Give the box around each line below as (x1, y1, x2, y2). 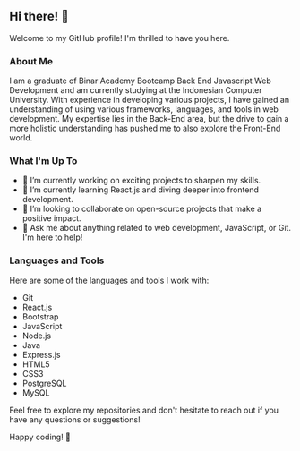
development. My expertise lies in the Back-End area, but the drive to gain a (9, 114, 289, 124)
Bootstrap (21, 311, 59, 322)
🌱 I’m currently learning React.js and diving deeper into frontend (21, 184, 260, 195)
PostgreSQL (21, 378, 67, 388)
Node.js (21, 330, 52, 341)
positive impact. (21, 213, 82, 224)
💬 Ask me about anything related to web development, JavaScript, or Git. (21, 223, 291, 234)
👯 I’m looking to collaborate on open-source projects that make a (21, 203, 262, 215)
